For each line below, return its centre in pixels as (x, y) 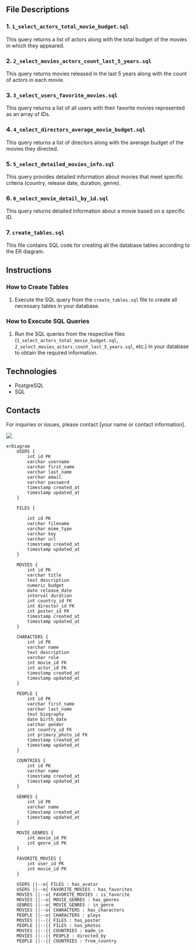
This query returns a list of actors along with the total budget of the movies (97, 39)
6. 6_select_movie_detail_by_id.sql (57, 198)
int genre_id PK (47, 843)
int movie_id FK (47, 663)
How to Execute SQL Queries (48, 322)
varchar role (43, 658)
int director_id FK (51, 606)
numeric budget (46, 585)
